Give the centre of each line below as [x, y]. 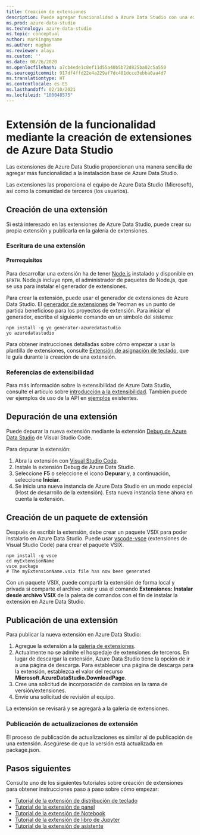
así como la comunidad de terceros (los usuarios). [68, 191]
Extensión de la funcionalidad [81, 125]
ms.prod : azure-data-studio [41, 23]
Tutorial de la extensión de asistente [59, 826]
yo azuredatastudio [30, 333]
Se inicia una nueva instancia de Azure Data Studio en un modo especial [103, 486]
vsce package [22, 566]
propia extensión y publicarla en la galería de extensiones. [77, 230]
